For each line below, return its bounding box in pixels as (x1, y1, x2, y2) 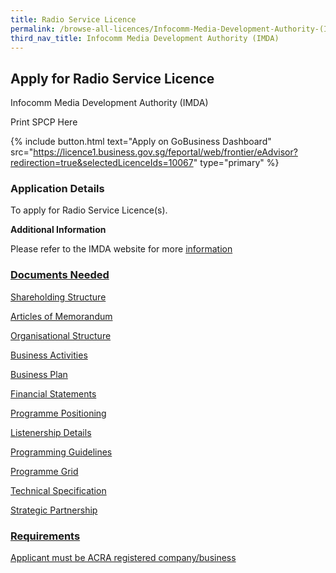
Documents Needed (10, 268, 110, 282)
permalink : (10, 24, 56, 34)
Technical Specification (10, 484, 107, 496)
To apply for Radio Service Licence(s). (10, 204, 168, 216)
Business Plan (10, 368, 68, 380)
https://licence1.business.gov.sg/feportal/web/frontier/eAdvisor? (33, 146, 298, 158)
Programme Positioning (10, 407, 107, 419)
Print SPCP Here (10, 116, 78, 128)
